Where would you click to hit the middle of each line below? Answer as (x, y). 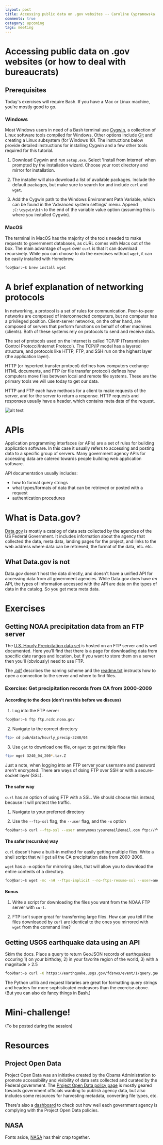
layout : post (18, 9)
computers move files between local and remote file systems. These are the (81, 376)
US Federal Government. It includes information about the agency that (75, 536)
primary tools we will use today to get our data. (52, 381)
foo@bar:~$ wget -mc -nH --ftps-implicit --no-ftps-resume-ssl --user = (79, 881)
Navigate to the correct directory (45, 729)
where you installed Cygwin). (41, 215)
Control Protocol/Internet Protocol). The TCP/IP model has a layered (73, 346)
